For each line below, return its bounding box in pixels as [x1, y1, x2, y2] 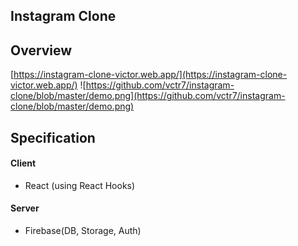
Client [10, 157, 37, 169]
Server [10, 202, 40, 214]
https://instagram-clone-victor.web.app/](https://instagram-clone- [13, 69, 288, 81]
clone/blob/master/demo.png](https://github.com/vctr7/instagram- [10, 90, 286, 102]
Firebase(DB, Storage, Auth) [24, 225, 142, 236]
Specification [10, 129, 96, 146]
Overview [10, 42, 73, 59]
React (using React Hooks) [24, 179, 136, 191]
